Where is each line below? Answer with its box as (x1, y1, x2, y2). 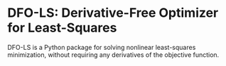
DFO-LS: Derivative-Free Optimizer (7, 5, 219, 21)
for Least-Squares (7, 20, 117, 36)
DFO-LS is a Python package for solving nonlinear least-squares (7, 43, 196, 51)
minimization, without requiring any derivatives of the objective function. (7, 51, 220, 59)
